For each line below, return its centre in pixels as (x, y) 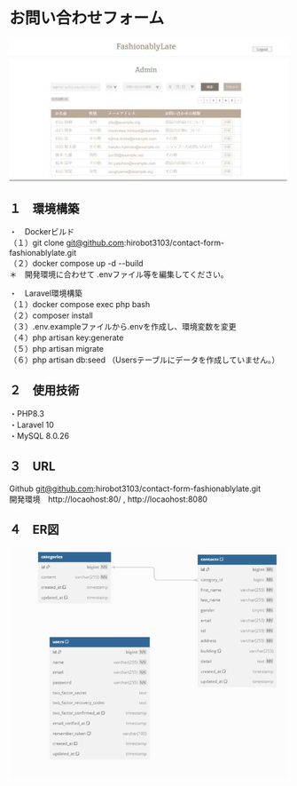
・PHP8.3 (27, 413)
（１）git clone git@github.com (67, 242)
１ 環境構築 (44, 208)
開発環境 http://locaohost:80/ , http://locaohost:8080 (109, 499)
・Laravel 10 (32, 425)
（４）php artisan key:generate (66, 337)
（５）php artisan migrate (57, 348)
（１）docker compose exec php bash (80, 304)
